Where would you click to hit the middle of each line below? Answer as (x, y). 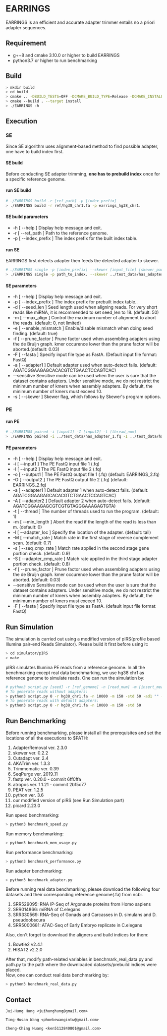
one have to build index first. (35, 151)
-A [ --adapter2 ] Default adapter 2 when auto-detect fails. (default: (82, 501)
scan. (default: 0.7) (32, 543)
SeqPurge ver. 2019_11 (35, 774)
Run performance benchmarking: (39, 852)
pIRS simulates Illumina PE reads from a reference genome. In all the (75, 667)
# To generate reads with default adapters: (52, 701)
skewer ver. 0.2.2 (30, 753)
